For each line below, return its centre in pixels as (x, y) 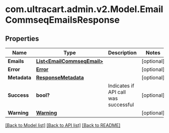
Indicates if (121, 86)
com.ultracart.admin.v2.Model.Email (84, 9)
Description (122, 53)
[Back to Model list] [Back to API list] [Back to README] (63, 125)
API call (117, 92)
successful (121, 105)
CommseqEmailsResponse (62, 20)
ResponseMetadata (60, 78)
